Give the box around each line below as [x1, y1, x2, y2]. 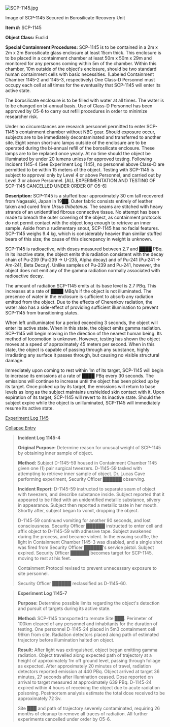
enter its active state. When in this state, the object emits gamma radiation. [5, 325, 161, 331]
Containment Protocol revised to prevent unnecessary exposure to [17, 565, 157, 571]
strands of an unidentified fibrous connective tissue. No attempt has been [5, 209, 160, 215]
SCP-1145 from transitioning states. [5, 310, 79, 315]
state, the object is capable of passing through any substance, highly [5, 346, 150, 353]
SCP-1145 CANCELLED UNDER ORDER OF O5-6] [5, 183, 107, 189]
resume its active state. [5, 405, 54, 411]
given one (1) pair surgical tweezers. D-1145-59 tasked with [17, 466, 142, 471]
